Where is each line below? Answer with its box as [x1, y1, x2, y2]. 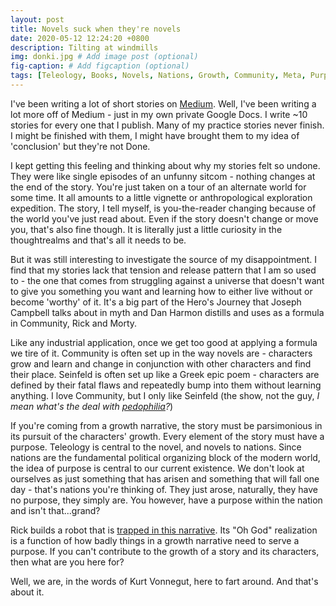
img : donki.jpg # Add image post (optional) [10, 52, 199, 62]
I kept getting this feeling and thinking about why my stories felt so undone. [10, 159, 321, 171]
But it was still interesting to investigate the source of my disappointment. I [10, 253, 318, 265]
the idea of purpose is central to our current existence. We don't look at [10, 462, 305, 474]
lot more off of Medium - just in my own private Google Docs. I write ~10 [10, 108, 308, 120]
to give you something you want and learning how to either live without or [10, 285, 313, 297]
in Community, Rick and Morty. [10, 317, 138, 329]
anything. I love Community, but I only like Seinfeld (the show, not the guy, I [10, 389, 320, 401]
